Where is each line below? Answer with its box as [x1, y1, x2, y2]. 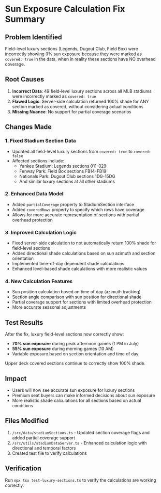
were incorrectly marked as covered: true [12, 93, 96, 99]
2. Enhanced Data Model [5, 191, 64, 197]
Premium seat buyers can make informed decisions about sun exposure [12, 393, 156, 398]
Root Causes [5, 75, 44, 83]
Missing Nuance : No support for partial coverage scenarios [12, 109, 132, 114]
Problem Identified [5, 33, 62, 41]
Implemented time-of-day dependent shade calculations [12, 261, 125, 267]
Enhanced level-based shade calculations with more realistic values [12, 266, 147, 272]
